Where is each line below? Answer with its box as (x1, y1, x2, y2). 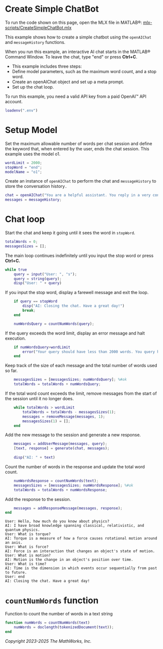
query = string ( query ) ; (14, 276, 62, 281)
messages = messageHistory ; (5, 197, 62, 203)
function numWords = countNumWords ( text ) (5, 620, 90, 625)
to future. (5, 570, 27, 575)
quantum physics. (5, 527, 40, 533)
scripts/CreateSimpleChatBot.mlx (5, 24, 72, 30)
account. (5, 98, 23, 104)
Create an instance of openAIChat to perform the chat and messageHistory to (5, 178, 157, 184)
